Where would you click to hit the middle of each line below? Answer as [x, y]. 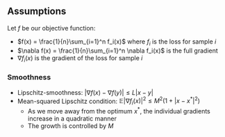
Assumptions [37, 11]
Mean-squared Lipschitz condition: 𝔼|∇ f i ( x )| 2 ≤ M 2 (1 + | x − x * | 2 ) [108, 101]
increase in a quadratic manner [72, 118]
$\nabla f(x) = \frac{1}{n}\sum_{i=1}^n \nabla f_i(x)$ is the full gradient [118, 51]
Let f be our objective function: [51, 28]
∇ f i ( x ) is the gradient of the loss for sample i [80, 58]
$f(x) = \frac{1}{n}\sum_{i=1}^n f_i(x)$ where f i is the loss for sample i [117, 42]
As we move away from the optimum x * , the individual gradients [119, 110]
